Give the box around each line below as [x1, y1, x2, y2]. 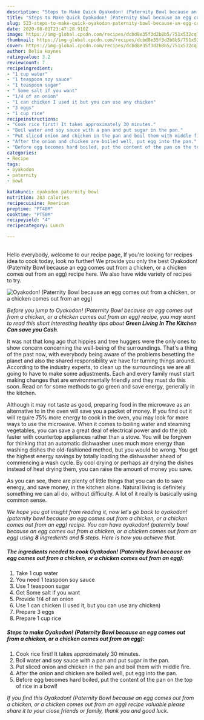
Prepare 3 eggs [15, 608, 54, 615]
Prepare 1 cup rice [15, 615, 62, 622]
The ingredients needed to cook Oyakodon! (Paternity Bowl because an [7, 548, 191, 555]
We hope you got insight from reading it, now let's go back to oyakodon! [7, 508, 188, 515]
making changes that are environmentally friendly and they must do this [7, 376, 186, 384]
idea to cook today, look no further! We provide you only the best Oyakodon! [7, 258, 198, 264]
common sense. [7, 496, 47, 504]
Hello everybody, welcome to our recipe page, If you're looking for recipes [7, 251, 192, 258]
